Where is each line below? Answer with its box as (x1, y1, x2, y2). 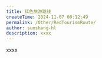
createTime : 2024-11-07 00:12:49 (6, 14, 88, 20)
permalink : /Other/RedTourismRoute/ (6, 19, 96, 25)
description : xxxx (6, 30, 51, 36)
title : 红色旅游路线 (6, 8, 51, 15)
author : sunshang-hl (6, 25, 57, 31)
